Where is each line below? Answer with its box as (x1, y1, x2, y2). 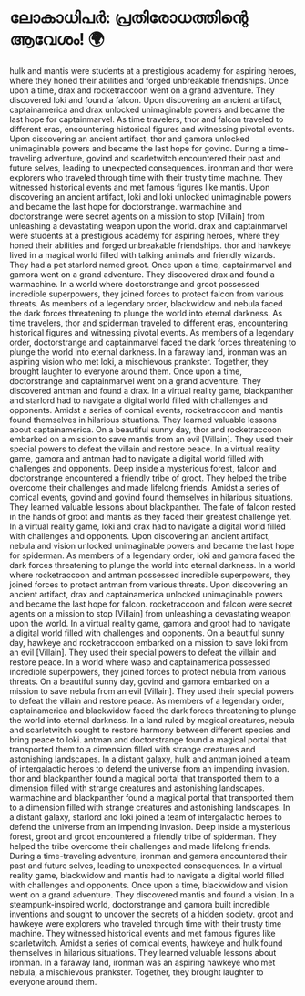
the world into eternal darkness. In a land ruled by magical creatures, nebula (9, 714, 295, 725)
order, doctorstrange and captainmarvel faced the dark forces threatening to (9, 337, 297, 348)
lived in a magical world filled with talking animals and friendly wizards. (9, 249, 276, 260)
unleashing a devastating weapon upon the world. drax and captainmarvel (9, 220, 288, 231)
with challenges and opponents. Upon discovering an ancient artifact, (9, 530, 270, 541)
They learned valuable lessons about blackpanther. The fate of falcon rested (9, 501, 296, 513)
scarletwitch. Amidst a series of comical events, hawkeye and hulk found (9, 938, 283, 949)
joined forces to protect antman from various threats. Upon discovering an (9, 578, 289, 590)
